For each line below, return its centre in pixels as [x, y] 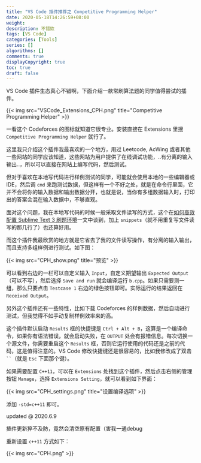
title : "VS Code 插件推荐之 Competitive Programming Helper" [82, 12]
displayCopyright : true [36, 62]
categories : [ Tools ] [32, 40]
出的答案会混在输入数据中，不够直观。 [53, 200]
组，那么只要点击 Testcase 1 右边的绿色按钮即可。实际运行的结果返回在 [95, 288]
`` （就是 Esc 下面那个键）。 [39, 359]
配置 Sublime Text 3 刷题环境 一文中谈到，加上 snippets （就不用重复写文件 [98, 220]
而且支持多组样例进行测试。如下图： [51, 248]
